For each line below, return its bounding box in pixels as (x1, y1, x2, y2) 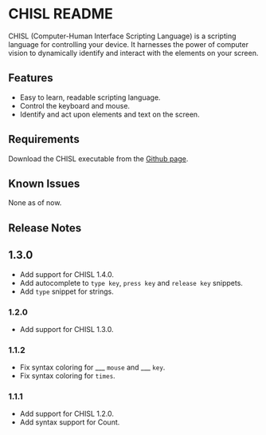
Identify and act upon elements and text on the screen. (19, 109, 201, 119)
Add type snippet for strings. (19, 287, 114, 296)
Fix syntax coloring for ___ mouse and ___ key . (19, 362, 166, 372)
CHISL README (8, 5, 113, 23)
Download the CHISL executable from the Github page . (8, 153, 189, 164)
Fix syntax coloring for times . (19, 371, 115, 381)
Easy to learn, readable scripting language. (19, 93, 161, 102)
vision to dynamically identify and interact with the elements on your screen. (8, 48, 259, 57)
